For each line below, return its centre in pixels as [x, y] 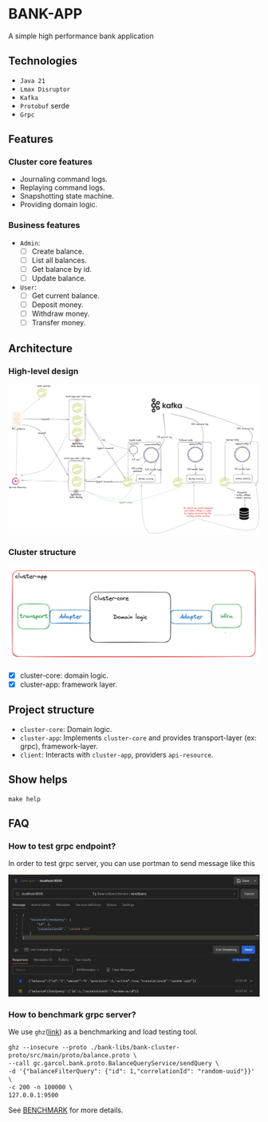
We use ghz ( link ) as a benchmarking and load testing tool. [103, 1032]
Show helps [38, 779]
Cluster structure [42, 552]
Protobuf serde [45, 105]
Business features [44, 226]
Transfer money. [59, 323]
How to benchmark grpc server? [73, 1015]
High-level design [43, 371]
